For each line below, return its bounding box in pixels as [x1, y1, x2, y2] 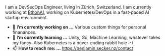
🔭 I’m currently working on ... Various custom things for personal [12, 24, 146, 30]
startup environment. [5, 15, 48, 20]
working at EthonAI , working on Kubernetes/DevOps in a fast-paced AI [5, 9, 150, 15]
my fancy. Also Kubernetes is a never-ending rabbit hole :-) [12, 40, 133, 46]
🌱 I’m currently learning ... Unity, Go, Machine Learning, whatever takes [12, 34, 161, 40]
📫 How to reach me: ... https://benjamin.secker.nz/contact [12, 45, 134, 51]
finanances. [12, 29, 37, 35]
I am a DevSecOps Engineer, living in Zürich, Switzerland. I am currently [5, 4, 152, 10]
